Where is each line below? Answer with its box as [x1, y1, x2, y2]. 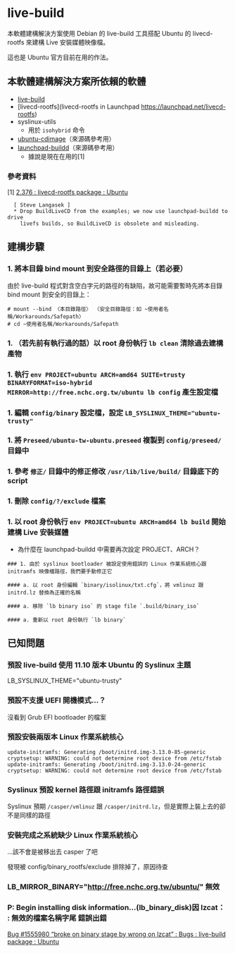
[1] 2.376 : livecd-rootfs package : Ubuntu [7, 188, 128, 197]
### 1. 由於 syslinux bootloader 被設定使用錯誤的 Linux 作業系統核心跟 [7, 560, 207, 567]
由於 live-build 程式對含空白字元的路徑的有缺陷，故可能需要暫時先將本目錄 [7, 281, 223, 290]
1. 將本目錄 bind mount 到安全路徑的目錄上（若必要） [7, 264, 188, 274]
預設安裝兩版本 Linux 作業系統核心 [7, 732, 124, 742]
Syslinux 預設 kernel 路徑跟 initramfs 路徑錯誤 [7, 784, 165, 794]
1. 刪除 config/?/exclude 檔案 [7, 496, 106, 506]
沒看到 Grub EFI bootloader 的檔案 [7, 712, 107, 721]
